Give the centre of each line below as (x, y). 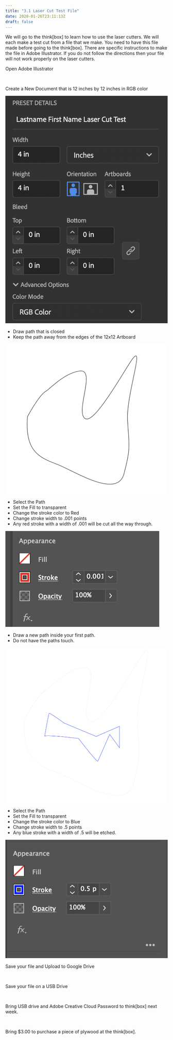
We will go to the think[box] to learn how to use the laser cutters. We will (82, 37)
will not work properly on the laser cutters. (50, 59)
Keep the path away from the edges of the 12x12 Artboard (74, 337)
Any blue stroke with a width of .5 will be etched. (64, 832)
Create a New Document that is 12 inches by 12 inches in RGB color (77, 89)
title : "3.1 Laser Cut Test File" (42, 11)
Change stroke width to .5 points (47, 827)
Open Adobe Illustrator (29, 69)
